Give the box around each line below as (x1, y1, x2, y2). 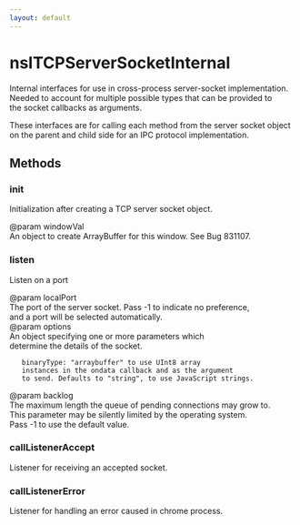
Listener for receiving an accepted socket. (9, 461, 168, 473)
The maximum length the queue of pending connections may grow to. (9, 399, 271, 410)
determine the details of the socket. (9, 340, 143, 351)
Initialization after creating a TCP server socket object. (9, 204, 214, 215)
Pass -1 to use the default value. (9, 419, 130, 429)
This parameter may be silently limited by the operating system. (9, 409, 248, 419)
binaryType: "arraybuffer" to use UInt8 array (21, 358, 202, 367)
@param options (9, 320, 72, 332)
